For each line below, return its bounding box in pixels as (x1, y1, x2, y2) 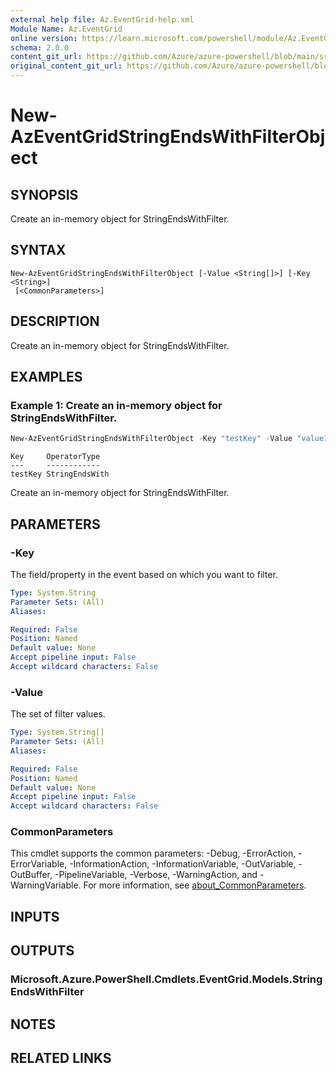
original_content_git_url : (10, 61, 123, 71)
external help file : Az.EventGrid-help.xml (10, 14, 195, 25)
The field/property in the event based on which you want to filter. (10, 568, 278, 580)
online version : (10, 33, 78, 43)
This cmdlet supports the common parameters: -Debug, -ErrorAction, (10, 847, 297, 860)
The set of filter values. (10, 708, 106, 720)
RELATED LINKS (10, 1049, 112, 1066)
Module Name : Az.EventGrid (10, 24, 123, 34)
